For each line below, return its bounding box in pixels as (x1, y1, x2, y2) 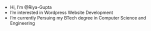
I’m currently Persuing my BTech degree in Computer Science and (9, 15, 146, 20)
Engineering (9, 20, 35, 26)
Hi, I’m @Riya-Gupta (9, 4, 52, 10)
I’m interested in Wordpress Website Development (9, 9, 113, 15)
